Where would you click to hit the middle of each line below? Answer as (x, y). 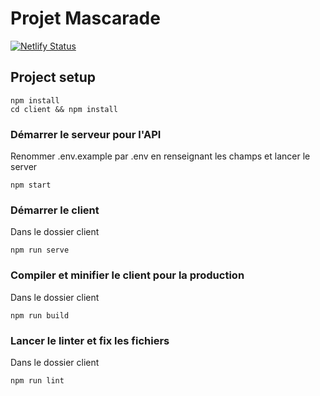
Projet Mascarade (85, 18)
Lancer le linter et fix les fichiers (90, 340)
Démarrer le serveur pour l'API (86, 134)
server (24, 167)
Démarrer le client (55, 210)
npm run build (40, 315)
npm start (31, 185)
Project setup (53, 77)
